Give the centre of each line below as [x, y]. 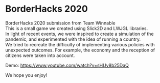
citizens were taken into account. [40, 55]
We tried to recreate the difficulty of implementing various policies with [80, 44]
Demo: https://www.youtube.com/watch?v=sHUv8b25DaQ [67, 65]
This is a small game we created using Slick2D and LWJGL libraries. [77, 28]
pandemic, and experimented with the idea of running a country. [73, 39]
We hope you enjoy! [26, 75]
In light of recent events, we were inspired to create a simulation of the [80, 34]
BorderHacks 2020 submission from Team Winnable [61, 23]
